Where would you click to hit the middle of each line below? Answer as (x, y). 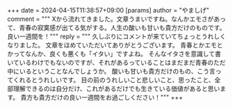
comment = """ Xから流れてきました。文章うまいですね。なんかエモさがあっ (116, 19)
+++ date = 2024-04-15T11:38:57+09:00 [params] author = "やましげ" (109, 10)
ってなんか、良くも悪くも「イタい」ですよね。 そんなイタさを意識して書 (117, 54)
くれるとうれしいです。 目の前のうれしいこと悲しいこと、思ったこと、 (114, 80)
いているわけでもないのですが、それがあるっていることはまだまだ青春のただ (116, 62)
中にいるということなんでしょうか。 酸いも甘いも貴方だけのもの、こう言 (111, 71)
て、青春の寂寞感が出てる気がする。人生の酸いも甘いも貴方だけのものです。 (116, 28)
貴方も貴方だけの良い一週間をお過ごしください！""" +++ (102, 97)
